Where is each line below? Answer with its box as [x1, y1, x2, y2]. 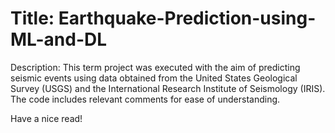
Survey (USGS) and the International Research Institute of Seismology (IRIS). [10, 82, 326, 94]
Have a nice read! [10, 112, 83, 124]
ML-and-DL [10, 28, 108, 51]
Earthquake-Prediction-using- [58, 7, 317, 30]
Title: [10, 7, 55, 30]
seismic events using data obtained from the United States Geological [10, 72, 298, 84]
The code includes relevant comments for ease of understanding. [10, 93, 281, 105]
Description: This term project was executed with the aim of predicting [10, 61, 301, 73]
